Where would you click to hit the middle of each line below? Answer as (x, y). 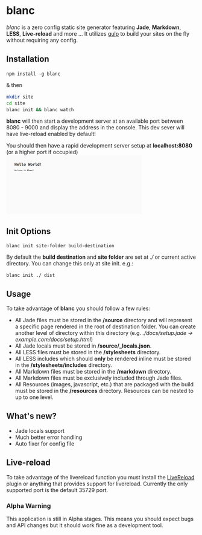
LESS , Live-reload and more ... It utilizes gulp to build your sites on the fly (98, 33)
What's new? (32, 416)
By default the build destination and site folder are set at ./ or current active (101, 257)
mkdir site (20, 97)
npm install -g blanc (33, 74)
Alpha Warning (29, 505)
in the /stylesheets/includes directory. (64, 365)
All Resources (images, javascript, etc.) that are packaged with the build (104, 384)
